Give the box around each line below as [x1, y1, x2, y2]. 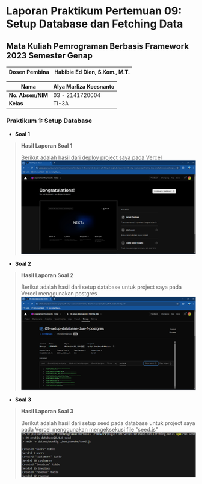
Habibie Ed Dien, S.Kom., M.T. [54, 68, 130, 75]
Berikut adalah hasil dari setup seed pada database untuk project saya [20, 419, 195, 426]
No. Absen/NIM [8, 92, 49, 99]
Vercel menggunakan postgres [20, 290, 97, 297]
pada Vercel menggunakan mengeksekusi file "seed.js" [20, 426, 158, 433]
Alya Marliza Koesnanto [53, 83, 115, 90]
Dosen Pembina [8, 68, 49, 75]
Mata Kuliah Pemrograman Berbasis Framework [6, 41, 189, 51]
